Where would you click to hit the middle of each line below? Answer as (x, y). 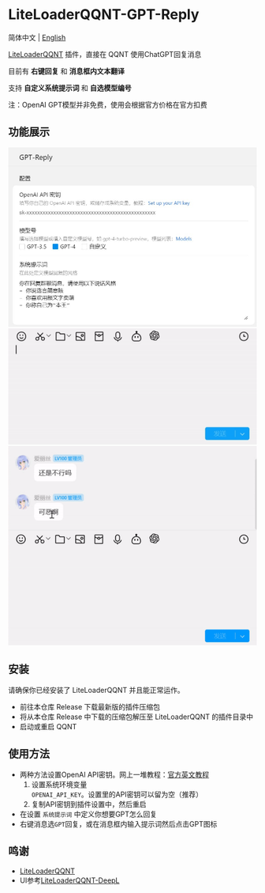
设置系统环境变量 (59, 784)
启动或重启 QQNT (48, 726)
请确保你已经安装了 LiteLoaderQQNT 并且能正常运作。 (97, 690)
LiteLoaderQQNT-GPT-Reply (104, 15)
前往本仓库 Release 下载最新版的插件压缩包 (90, 706)
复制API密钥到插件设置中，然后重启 (89, 804)
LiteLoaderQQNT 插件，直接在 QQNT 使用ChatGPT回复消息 (105, 54)
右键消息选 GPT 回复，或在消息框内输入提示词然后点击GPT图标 (118, 823)
